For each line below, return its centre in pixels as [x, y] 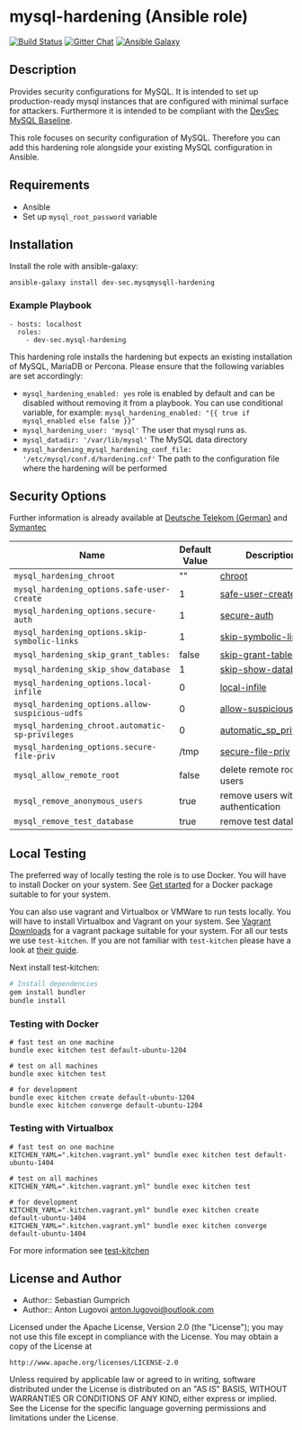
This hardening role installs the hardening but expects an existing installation [151, 357]
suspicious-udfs [49, 714]
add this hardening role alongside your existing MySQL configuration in [141, 147]
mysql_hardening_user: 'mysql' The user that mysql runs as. [134, 430]
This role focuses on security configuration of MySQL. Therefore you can [145, 138]
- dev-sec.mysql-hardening [76, 339]
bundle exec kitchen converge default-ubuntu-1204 [106, 1106]
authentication [250, 807]
